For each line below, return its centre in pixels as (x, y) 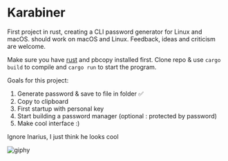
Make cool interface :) (48, 123)
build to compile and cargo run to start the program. (82, 67)
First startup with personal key (60, 109)
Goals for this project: (38, 80)
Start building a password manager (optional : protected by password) (117, 116)
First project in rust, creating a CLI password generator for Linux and (105, 32)
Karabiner (36, 13)
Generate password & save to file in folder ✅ (80, 94)
